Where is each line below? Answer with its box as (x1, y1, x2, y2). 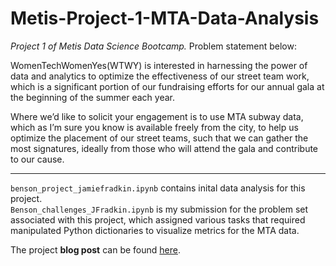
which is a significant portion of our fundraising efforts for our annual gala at (10, 80, 325, 92)
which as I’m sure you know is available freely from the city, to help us (10, 121, 299, 133)
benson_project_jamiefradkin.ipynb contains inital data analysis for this (10, 182, 306, 194)
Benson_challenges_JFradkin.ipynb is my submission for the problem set (10, 203, 309, 215)
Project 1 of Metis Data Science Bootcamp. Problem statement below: (10, 40, 297, 52)
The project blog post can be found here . (10, 243, 181, 256)
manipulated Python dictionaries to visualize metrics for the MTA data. (10, 224, 300, 236)
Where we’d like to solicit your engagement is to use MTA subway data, (10, 110, 304, 122)
